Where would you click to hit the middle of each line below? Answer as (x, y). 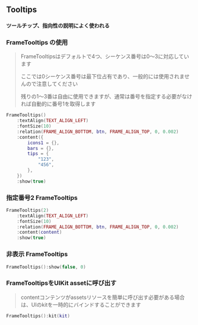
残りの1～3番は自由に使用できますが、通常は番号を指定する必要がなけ (106, 97)
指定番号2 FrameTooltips (42, 197)
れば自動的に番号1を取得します (58, 104)
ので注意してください (52, 84)
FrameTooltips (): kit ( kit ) (38, 316)
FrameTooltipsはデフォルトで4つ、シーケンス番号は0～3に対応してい (105, 56)
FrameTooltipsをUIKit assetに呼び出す (61, 283)
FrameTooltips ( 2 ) (28, 210)
